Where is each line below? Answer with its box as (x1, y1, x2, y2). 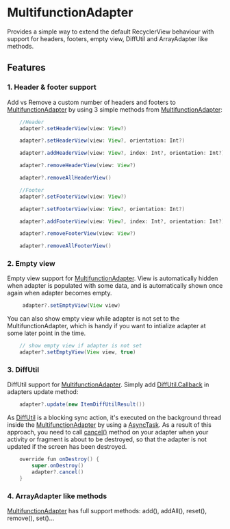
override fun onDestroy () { (19, 456, 99, 463)
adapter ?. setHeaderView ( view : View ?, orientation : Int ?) (19, 137, 186, 145)
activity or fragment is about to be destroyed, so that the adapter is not (7, 435, 207, 443)
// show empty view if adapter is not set (19, 343, 142, 349)
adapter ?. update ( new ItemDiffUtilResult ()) (19, 401, 146, 408)
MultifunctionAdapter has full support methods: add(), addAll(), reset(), (7, 507, 207, 515)
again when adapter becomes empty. (7, 289, 112, 297)
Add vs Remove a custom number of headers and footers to (7, 98, 176, 106)
